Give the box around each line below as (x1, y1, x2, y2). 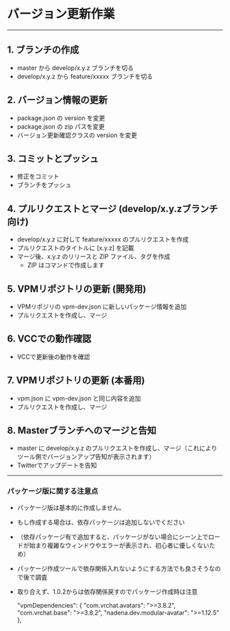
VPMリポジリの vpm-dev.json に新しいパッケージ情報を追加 (16, 302, 187, 311)
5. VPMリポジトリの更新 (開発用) (7, 283, 146, 295)
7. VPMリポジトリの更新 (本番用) (7, 374, 145, 386)
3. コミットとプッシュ (7, 152, 99, 165)
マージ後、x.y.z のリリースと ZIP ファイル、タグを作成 (16, 252, 170, 261)
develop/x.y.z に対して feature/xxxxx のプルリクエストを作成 (16, 235, 189, 243)
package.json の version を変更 (16, 114, 105, 122)
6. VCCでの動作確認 (7, 333, 92, 345)
